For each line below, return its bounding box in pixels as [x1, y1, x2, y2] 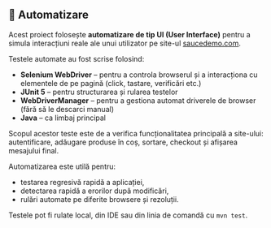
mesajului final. [8, 145, 59, 155]
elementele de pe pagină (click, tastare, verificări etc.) [20, 78, 202, 88]
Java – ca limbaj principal [20, 113, 107, 123]
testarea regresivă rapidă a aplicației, [20, 177, 145, 187]
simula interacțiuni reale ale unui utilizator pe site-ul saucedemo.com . [8, 38, 242, 48]
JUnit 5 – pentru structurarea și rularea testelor [20, 87, 178, 97]
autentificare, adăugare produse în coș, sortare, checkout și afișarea [8, 137, 238, 147]
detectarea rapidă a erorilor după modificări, [20, 186, 169, 196]
